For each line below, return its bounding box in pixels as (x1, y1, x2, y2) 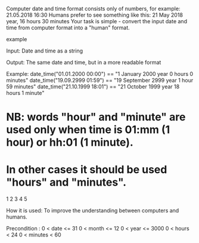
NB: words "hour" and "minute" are (6, 110, 186, 124)
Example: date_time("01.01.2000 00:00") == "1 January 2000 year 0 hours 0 (6, 70, 194, 77)
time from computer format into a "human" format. (6, 24, 130, 31)
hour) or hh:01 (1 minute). (6, 136, 134, 149)
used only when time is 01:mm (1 (6, 123, 170, 137)
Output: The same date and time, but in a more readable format (6, 59, 161, 66)
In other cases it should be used (6, 163, 167, 177)
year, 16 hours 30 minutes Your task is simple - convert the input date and (6, 18, 188, 24)
